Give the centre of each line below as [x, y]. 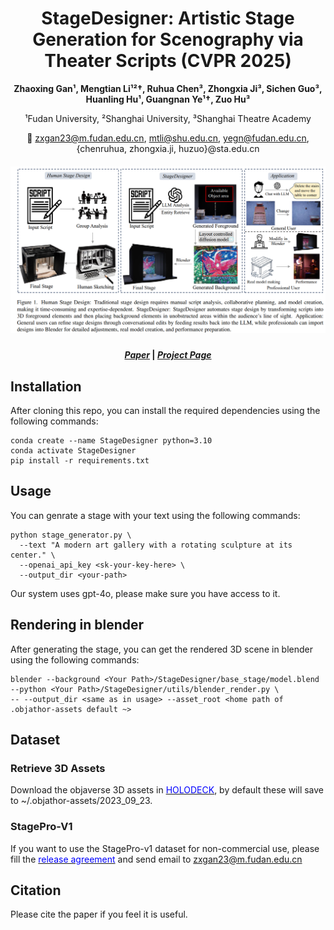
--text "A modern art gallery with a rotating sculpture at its [156, 545]
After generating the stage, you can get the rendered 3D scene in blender [161, 649]
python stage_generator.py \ [71, 535]
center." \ [33, 555]
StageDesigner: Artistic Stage [168, 18]
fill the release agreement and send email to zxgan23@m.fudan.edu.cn [156, 859]
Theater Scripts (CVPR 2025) [168, 61]
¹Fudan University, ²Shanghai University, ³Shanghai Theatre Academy [168, 118]
